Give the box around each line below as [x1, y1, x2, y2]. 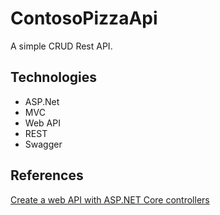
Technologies [10, 69, 98, 86]
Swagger [24, 138, 63, 150]
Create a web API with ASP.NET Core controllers [10, 193, 210, 206]
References [10, 167, 84, 184]
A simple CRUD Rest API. [10, 40, 113, 52]
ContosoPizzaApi [10, 7, 158, 30]
